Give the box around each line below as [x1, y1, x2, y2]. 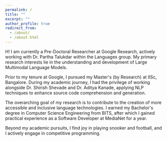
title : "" [5, 12, 26, 17]
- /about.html [9, 35, 39, 40]
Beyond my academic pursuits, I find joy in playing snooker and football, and [5, 125, 162, 131]
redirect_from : [5, 26, 37, 31]
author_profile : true [5, 21, 50, 26]
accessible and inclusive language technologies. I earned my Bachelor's [5, 105, 154, 111]
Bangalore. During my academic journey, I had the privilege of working [5, 79, 151, 85]
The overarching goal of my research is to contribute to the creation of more [5, 99, 162, 105]
